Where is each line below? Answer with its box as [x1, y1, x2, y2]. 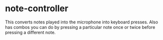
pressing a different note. [5, 29, 56, 35]
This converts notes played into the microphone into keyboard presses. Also [5, 19, 159, 25]
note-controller [5, 3, 68, 14]
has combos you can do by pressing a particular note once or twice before [5, 24, 155, 30]
